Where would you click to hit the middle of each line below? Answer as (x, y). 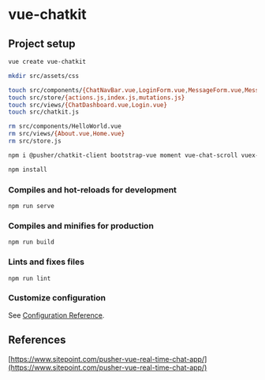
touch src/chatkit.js (44, 112)
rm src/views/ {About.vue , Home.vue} (67, 134)
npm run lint (30, 278)
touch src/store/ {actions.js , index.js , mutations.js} (97, 97)
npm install (28, 170)
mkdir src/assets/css (44, 76)
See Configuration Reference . (56, 315)
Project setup (42, 44)
